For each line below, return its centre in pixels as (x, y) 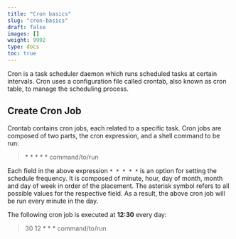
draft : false (27, 27)
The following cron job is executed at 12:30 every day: (87, 214)
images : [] (23, 34)
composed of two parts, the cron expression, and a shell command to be (114, 135)
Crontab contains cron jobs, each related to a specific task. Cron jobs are (114, 128)
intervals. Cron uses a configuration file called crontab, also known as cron (117, 81)
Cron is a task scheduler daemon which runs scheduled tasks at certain (112, 73)
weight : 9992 (27, 40)
